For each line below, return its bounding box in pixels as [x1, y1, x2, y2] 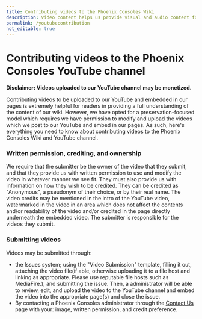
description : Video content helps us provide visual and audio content [6, 14, 189, 20]
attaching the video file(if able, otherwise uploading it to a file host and [14, 267, 191, 274]
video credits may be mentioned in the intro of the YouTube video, [6, 195, 170, 202]
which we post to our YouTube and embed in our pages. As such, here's [6, 122, 185, 129]
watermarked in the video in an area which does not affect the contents [6, 201, 183, 208]
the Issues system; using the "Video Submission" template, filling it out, [14, 261, 192, 268]
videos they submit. [6, 220, 55, 228]
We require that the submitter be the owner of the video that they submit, [6, 163, 188, 170]
